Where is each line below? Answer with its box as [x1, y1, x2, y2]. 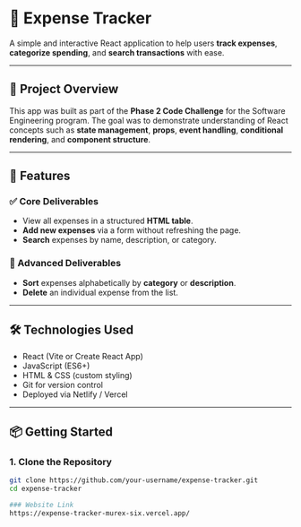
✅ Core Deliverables [9, 195, 99, 208]
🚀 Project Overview [9, 82, 119, 97]
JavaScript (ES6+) [21, 360, 90, 371]
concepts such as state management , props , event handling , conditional [9, 125, 284, 135]
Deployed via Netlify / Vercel [21, 389, 128, 400]
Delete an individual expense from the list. [21, 287, 179, 298]
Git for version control [21, 379, 104, 390]
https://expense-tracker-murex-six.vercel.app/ [9, 508, 191, 518]
